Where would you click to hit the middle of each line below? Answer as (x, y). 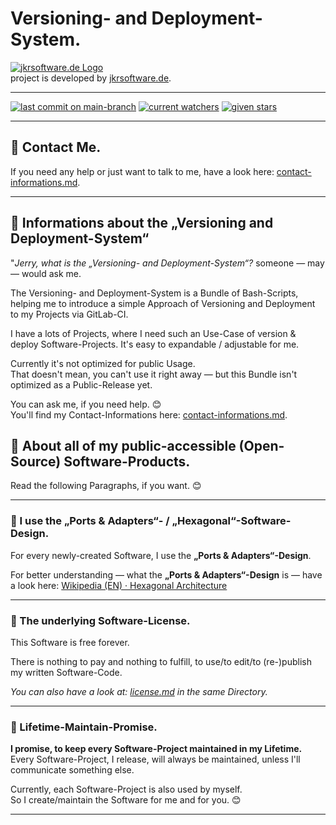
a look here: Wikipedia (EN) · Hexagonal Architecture (119, 585)
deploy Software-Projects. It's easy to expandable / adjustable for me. (155, 344)
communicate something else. (72, 770)
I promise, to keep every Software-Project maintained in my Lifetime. (156, 749)
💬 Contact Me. (56, 147)
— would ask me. (46, 273)
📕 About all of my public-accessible (123, 445)
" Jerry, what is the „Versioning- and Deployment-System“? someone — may (167, 263)
